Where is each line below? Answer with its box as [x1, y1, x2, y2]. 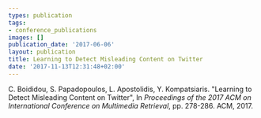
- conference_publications [8, 26, 97, 34]
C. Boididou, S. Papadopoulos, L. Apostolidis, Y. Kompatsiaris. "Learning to [8, 84, 252, 94]
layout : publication [8, 48, 77, 56]
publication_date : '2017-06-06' [8, 41, 115, 49]
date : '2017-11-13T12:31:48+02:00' [8, 63, 126, 71]
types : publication [8, 11, 73, 20]
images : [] [8, 33, 44, 42]
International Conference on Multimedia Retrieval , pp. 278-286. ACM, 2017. [8, 101, 253, 110]
